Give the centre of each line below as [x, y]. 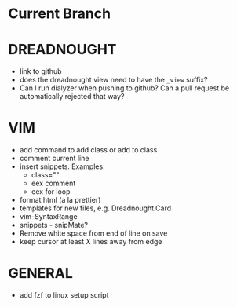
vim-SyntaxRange [48, 217]
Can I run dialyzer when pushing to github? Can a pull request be [124, 88]
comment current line [54, 159]
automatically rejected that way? [72, 97]
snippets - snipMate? [54, 225]
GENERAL [40, 274]
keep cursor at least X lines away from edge [91, 242]
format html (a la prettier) [60, 200]
